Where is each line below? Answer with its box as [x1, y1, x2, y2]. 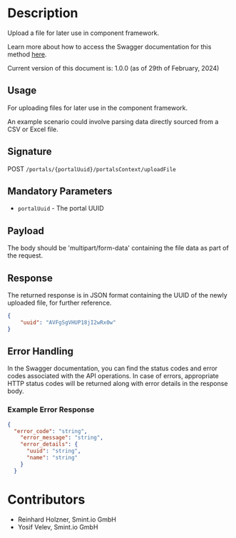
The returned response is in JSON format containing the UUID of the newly [7, 291, 228, 299]
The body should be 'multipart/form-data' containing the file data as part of [7, 244, 230, 253]
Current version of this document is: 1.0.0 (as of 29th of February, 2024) [7, 64, 220, 72]
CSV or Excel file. [7, 125, 58, 133]
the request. [7, 251, 43, 260]
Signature [7, 146, 52, 158]
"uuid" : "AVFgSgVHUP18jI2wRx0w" [20, 319, 116, 326]
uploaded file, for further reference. [7, 298, 112, 307]
